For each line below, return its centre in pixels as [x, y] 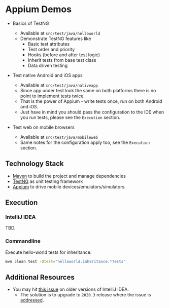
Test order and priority [51, 49]
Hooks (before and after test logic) [64, 55]
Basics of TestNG [31, 23]
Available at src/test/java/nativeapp [59, 85]
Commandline [23, 241]
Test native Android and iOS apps [47, 75]
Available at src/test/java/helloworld [60, 33]
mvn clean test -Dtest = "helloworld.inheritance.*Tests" [65, 261]
